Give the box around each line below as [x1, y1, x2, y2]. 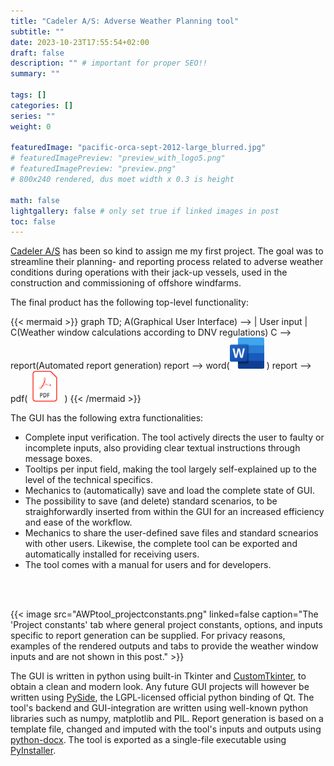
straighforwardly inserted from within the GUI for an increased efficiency [24, 506, 325, 518]
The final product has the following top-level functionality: [10, 296, 249, 309]
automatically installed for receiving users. [24, 548, 200, 560]
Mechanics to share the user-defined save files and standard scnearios [24, 527, 319, 539]
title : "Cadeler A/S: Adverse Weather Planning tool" [10, 16, 240, 26]
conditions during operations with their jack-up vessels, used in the [10, 266, 288, 279]
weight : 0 [10, 121, 52, 132]
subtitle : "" [10, 26, 65, 37]
